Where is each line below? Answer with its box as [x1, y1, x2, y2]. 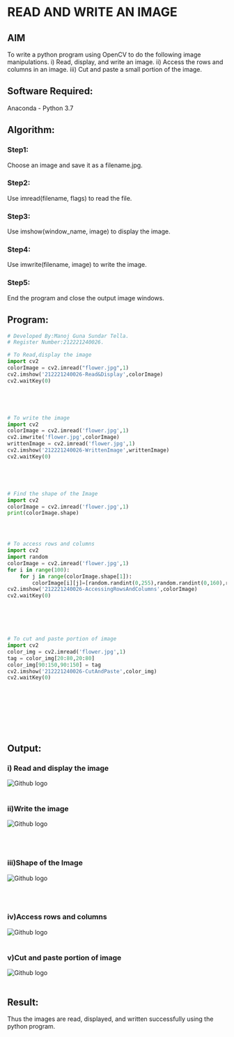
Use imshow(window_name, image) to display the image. [7, 227, 171, 236]
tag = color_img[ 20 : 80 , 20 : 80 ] [7, 654, 95, 662]
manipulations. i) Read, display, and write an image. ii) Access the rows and [7, 58, 224, 66]
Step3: [7, 211, 31, 221]
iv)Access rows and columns [7, 912, 107, 922]
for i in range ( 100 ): [7, 566, 70, 574]
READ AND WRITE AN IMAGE [7, 4, 178, 20]
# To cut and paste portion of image [7, 636, 117, 643]
